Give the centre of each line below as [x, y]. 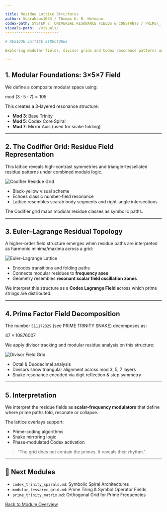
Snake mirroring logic [34, 437]
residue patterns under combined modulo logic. [54, 171]
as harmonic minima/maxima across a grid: [49, 249]
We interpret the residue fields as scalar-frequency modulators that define [83, 407]
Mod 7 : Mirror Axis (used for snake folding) [56, 126]
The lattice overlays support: [35, 422]
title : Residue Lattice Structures [42, 14]
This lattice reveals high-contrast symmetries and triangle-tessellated [76, 167]
